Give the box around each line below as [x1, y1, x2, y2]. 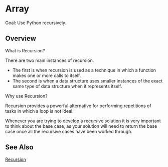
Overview [5, 34, 37, 43]
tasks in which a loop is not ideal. [5, 108, 74, 114]
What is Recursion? [5, 47, 45, 53]
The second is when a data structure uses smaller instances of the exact [12, 77, 163, 83]
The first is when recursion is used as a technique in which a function [12, 67, 156, 73]
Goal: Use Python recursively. [5, 20, 67, 26]
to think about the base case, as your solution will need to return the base [5, 123, 157, 129]
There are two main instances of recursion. [5, 57, 94, 63]
